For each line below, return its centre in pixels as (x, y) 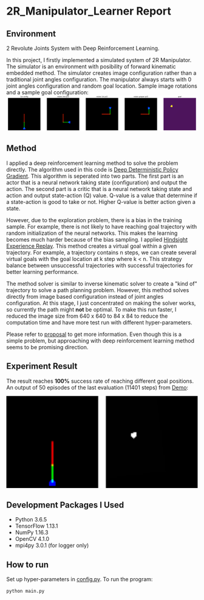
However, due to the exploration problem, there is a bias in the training (94, 220)
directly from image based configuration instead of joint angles (85, 296)
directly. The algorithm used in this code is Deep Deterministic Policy (92, 169)
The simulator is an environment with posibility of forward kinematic (91, 66)
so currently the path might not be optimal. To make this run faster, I (91, 309)
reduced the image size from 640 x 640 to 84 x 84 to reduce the (87, 316)
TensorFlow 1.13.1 (36, 526)
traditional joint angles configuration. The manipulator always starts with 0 (99, 79)
